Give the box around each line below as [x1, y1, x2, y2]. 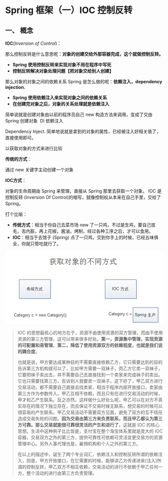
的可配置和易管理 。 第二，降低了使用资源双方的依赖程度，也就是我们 [17, 342, 158, 348]
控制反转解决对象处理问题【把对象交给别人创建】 [12, 68, 114, 74]
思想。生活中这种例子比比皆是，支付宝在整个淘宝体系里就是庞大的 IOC [17, 428, 163, 434]
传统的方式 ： [5, 156, 32, 162]
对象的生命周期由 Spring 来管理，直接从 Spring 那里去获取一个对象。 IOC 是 [5, 188, 162, 194]
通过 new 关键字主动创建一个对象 [5, 167, 74, 173]
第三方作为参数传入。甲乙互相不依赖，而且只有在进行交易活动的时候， [17, 391, 163, 396]
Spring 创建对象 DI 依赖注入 [5, 118, 64, 123]
